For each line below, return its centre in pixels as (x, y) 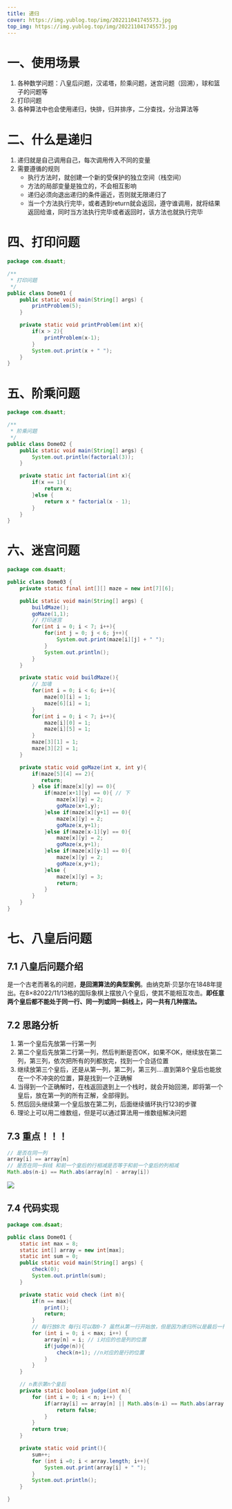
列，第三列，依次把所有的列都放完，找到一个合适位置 (93, 1061)
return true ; (51, 1429)
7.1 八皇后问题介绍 (45, 966)
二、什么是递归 (50, 140)
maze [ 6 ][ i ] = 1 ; (67, 703)
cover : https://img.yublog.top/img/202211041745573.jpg (89, 20)
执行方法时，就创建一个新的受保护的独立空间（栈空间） (106, 178)
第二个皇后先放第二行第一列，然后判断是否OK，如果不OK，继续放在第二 (120, 1052)
